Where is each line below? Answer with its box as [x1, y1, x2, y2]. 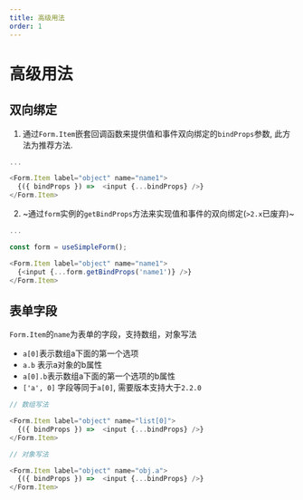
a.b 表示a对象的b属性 [22, 360, 102, 370]
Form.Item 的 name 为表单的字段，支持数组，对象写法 [9, 329, 197, 340]
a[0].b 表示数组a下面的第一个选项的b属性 [22, 370, 176, 381]
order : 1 [9, 22, 43, 31]
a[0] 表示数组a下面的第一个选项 [22, 348, 139, 359]
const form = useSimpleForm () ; [9, 242, 128, 252]
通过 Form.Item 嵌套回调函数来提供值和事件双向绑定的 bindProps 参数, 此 [22, 128, 283, 139]
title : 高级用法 [9, 13, 65, 23]
